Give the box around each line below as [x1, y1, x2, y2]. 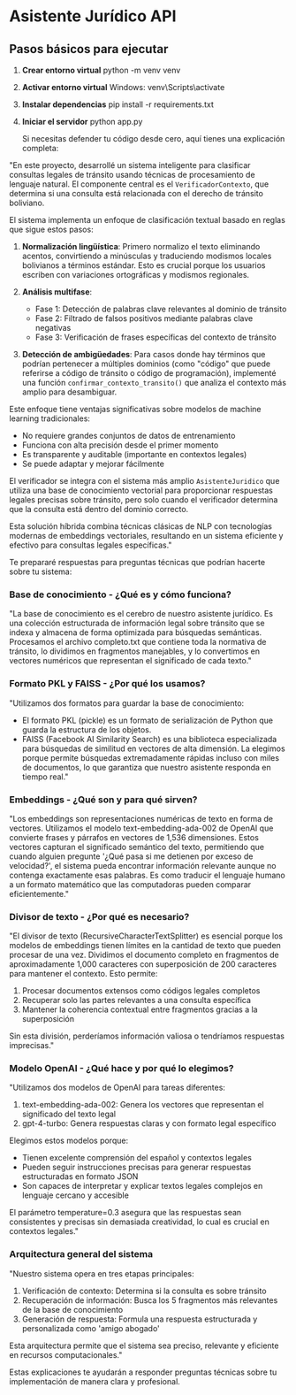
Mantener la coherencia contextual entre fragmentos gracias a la [21, 1004, 258, 1015]
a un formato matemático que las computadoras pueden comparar [9, 878, 252, 890]
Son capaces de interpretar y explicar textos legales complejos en [21, 1181, 263, 1192]
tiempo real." [21, 771, 69, 782]
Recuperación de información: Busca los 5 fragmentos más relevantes [21, 1294, 278, 1306]
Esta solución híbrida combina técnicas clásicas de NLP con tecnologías [9, 521, 272, 532]
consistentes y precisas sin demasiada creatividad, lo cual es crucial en [9, 1216, 269, 1227]
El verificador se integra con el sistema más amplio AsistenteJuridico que [9, 476, 280, 486]
